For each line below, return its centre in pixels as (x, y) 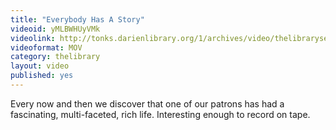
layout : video (40, 66)
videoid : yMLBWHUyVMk (55, 29)
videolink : (33, 38)
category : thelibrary (55, 57)
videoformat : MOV (46, 47)
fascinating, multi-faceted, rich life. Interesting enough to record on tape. (160, 114)
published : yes (42, 76)
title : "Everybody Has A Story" (77, 19)
